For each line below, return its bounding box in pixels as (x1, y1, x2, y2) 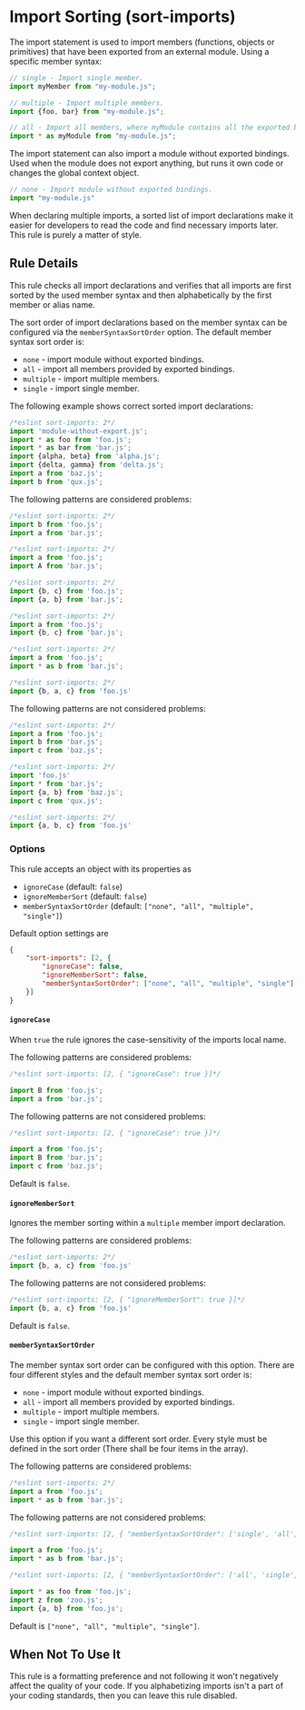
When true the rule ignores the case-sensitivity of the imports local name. (9, 1034, 287, 1045)
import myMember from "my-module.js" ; (9, 82, 156, 91)
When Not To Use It (9, 1647, 121, 1663)
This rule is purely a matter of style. (9, 229, 143, 240)
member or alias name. (9, 298, 95, 310)
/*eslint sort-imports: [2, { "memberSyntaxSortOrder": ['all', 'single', (9, 1571, 299, 1580)
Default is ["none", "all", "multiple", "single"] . (9, 1620, 201, 1631)
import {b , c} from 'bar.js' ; (9, 628, 124, 638)
